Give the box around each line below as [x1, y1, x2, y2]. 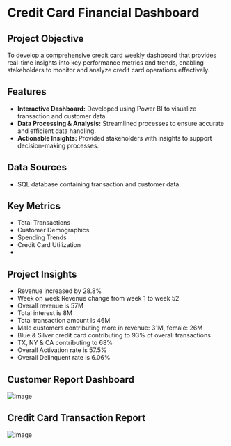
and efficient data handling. [17, 127, 96, 135]
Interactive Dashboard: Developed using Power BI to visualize [17, 104, 197, 113]
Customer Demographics [17, 226, 90, 234]
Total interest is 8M [17, 309, 73, 317]
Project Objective [7, 33, 84, 45]
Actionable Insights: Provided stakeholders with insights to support [17, 134, 212, 142]
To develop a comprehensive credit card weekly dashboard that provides [7, 51, 217, 59]
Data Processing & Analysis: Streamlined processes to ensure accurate [17, 119, 225, 127]
